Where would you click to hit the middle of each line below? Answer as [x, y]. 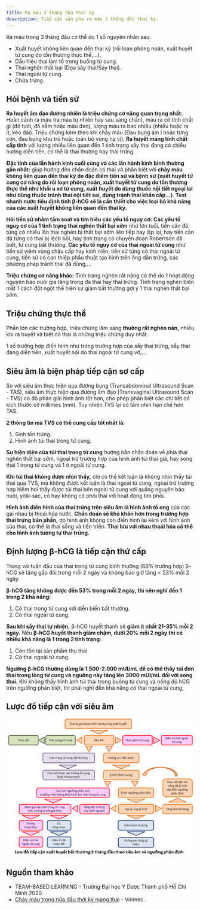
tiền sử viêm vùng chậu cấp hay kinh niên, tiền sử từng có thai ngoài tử [93, 251]
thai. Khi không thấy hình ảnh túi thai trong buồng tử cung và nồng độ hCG [98, 681]
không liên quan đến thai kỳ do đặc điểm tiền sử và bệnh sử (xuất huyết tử [100, 176]
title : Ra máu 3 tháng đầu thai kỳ [50, 13]
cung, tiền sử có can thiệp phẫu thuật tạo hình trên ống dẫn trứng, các [93, 258]
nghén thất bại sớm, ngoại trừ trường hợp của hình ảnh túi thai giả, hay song [99, 458]
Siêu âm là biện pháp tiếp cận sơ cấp [75, 371]
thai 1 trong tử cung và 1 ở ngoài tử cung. [56, 465]
